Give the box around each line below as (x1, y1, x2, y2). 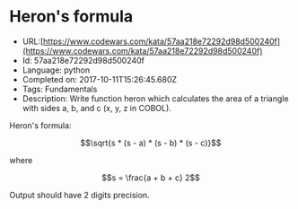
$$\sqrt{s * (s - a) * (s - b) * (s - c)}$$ (80, 137, 222, 148)
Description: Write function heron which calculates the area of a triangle (22, 92, 289, 104)
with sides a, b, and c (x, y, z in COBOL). (22, 102, 172, 113)
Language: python (22, 65, 91, 75)
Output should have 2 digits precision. (9, 189, 150, 200)
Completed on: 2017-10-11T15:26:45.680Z (22, 74, 178, 84)
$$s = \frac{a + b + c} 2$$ (101, 172, 200, 183)
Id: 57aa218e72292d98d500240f (22, 55, 145, 65)
